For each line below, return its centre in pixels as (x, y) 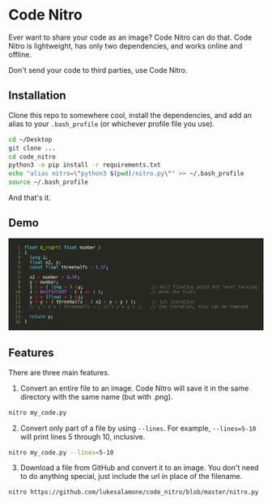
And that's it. (30, 197)
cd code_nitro (32, 157)
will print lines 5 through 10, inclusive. (83, 436)
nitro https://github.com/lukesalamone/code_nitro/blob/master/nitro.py (134, 492)
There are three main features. (59, 372)
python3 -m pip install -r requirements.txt (85, 165)
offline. (20, 54)
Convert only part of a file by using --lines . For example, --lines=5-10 (138, 428)
